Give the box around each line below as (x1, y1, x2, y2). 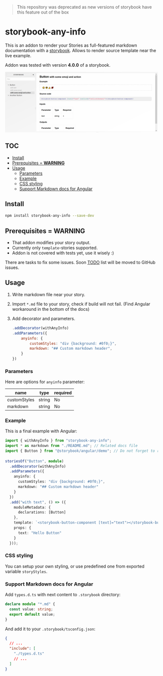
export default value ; (9, 612, 55, 617)
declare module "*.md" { (5, 602, 55, 607)
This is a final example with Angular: (5, 428, 78, 434)
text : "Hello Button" (17, 530, 62, 535)
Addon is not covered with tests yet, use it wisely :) (12, 250, 114, 256)
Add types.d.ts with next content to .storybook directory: (5, 592, 121, 598)
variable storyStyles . (5, 569, 48, 574)
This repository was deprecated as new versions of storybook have (16, 4, 152, 10)
